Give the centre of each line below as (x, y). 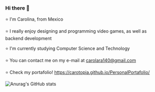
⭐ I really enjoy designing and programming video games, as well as (76, 31)
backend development (29, 38)
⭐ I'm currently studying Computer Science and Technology (68, 49)
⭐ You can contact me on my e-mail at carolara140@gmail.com (71, 60)
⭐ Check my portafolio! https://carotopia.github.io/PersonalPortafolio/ (77, 72)
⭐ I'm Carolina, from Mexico (34, 19)
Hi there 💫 (18, 8)
